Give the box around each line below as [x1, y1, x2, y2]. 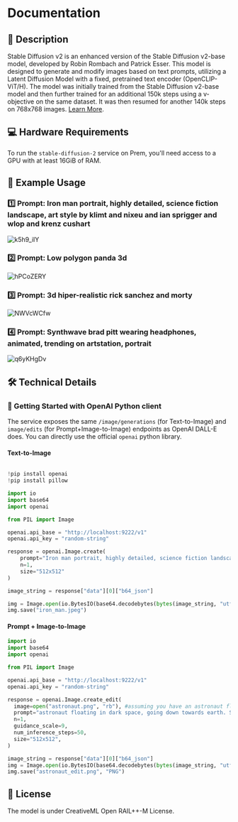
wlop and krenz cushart [7, 219, 91, 229]
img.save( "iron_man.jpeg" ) [7, 607, 87, 614]
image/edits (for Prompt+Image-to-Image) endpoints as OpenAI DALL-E [7, 424, 217, 434]
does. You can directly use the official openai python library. [7, 432, 182, 441]
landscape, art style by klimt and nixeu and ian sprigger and [7, 210, 217, 220]
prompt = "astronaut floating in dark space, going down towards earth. [13, 709, 227, 716]
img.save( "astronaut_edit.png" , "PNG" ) [7, 768, 125, 775]
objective [7, 97, 35, 106]
